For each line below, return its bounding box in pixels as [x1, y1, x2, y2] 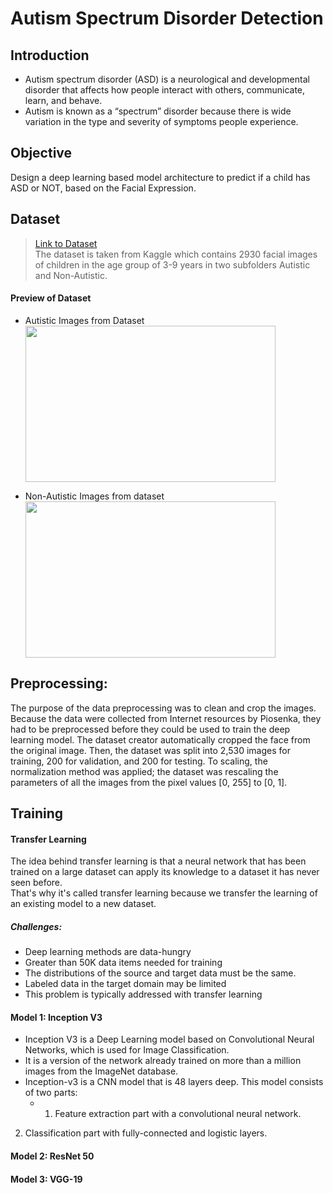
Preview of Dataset [10, 292, 92, 304]
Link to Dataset [34, 237, 98, 249]
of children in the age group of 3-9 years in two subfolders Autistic [34, 258, 311, 271]
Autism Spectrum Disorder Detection [10, 7, 324, 30]
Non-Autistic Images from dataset [24, 490, 165, 502]
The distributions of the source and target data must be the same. [24, 967, 297, 979]
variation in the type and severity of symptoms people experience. [24, 116, 299, 127]
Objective [10, 145, 73, 162]
